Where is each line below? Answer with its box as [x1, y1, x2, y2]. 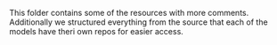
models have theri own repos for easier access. [9, 26, 184, 36]
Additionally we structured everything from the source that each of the [9, 17, 269, 27]
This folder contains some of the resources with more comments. [9, 8, 249, 18]
